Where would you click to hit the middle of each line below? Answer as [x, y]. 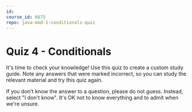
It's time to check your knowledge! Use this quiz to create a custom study [95, 67]
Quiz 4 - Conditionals [59, 51]
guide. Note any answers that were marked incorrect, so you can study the [96, 74]
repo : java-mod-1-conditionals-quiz [51, 22]
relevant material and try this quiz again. [54, 80]
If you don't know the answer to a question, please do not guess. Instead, [95, 91]
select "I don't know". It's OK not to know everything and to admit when [92, 98]
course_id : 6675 [26, 17]
